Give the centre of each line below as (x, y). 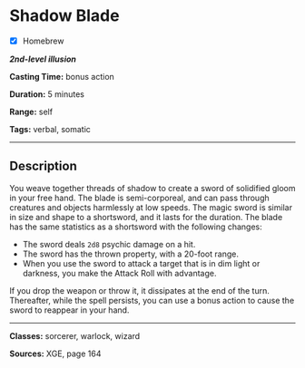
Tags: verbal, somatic (50, 129)
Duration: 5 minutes (47, 94)
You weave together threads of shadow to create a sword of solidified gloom (152, 188)
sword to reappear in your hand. (69, 310)
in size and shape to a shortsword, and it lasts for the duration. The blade (146, 217)
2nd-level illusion (43, 59)
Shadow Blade (64, 16)
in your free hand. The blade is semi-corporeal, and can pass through (139, 198)
